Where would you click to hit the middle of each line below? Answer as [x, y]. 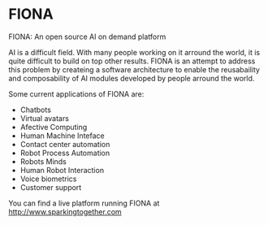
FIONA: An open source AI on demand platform [87, 37]
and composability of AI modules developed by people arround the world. [132, 78]
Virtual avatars [44, 118]
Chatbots [35, 110]
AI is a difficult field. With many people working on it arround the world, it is [134, 52]
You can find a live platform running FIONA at [84, 203]
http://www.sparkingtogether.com [65, 211]
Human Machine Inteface [62, 136]
